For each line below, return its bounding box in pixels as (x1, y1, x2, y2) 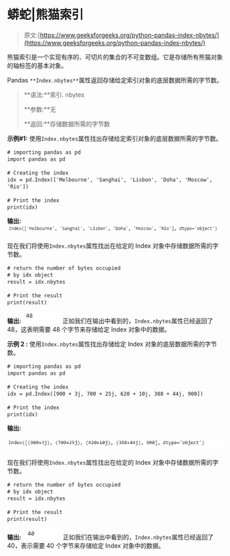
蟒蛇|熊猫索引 (7, 7, 84, 23)
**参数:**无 (23, 105, 56, 113)
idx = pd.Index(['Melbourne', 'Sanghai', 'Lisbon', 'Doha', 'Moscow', (7, 176, 213, 183)
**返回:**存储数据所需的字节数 (23, 119, 110, 128)
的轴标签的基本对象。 (7, 61, 67, 69)
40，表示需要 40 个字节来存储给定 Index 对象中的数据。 (7, 542, 165, 550)
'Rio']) (7, 183, 29, 190)
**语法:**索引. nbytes (23, 91, 85, 99)
